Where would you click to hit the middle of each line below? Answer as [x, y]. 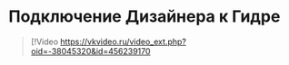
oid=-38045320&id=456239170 [90, 51]
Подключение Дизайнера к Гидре [144, 17]
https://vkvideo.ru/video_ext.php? [124, 42]
